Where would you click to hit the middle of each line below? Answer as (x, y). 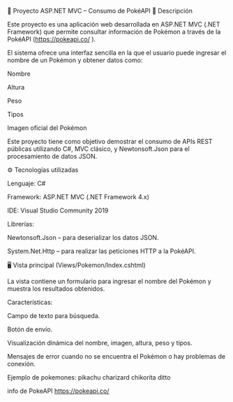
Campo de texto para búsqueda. (54, 316)
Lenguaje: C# (27, 183)
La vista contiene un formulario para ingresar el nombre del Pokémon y (109, 281)
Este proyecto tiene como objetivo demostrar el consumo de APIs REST (110, 141)
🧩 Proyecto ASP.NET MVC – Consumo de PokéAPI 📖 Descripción (100, 11)
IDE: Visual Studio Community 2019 (58, 210)
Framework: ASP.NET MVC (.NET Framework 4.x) (78, 197)
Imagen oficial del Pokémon (47, 128)
